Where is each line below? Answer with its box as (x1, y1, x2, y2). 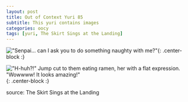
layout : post (6, 8, 38, 15)
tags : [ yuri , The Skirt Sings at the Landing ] (6, 31, 123, 37)
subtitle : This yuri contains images (6, 20, 99, 26)
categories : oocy (6, 25, 49, 31)
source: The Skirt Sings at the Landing (6, 89, 99, 96)
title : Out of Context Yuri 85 (6, 14, 83, 20)
